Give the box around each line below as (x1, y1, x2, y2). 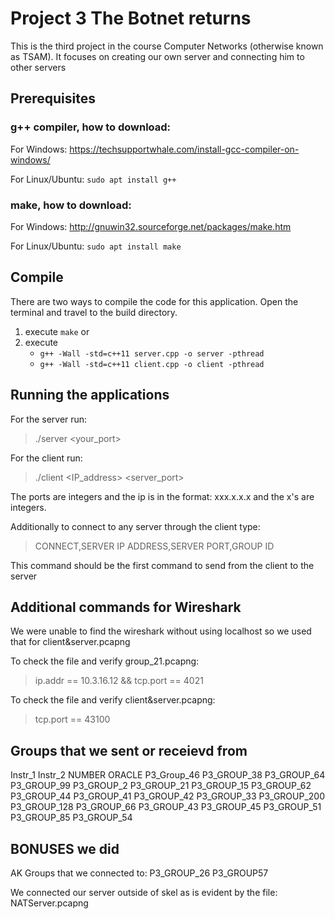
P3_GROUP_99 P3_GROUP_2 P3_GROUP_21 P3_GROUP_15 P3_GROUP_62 (10, 780, 312, 792)
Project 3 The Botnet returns (10, 7, 252, 30)
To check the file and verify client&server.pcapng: (10, 694, 216, 706)
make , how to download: (10, 198, 132, 212)
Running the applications (10, 387, 170, 404)
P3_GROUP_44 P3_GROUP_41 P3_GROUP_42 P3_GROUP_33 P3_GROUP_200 (10, 790, 325, 802)
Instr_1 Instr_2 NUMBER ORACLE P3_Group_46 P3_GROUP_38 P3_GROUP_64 (10, 769, 326, 781)
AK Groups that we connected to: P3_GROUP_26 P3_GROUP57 (10, 867, 269, 879)
